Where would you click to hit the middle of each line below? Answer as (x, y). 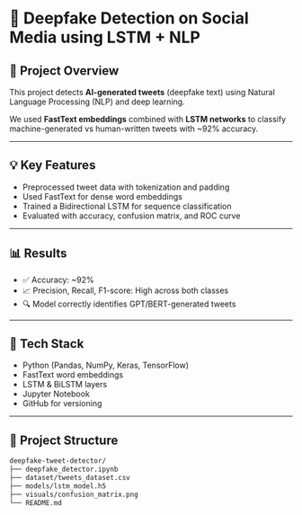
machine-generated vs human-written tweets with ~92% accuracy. (134, 129)
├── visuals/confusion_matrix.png (74, 494)
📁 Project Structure (64, 440)
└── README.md (36, 502)
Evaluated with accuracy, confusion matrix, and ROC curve (131, 216)
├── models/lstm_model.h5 (58, 486)
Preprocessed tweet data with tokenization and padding (126, 187)
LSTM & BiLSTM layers (65, 385)
